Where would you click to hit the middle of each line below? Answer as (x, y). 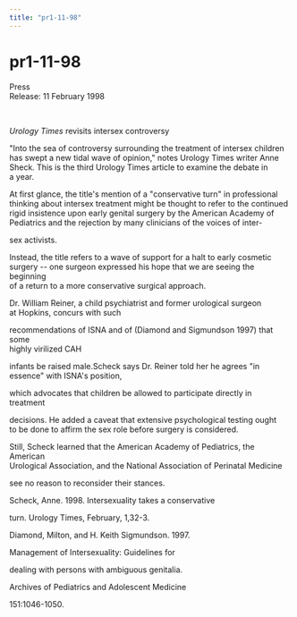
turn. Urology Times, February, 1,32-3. (80, 517)
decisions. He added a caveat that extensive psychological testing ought (143, 419)
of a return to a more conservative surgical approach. (108, 285)
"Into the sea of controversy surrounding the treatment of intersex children (147, 148)
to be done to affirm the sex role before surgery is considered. (124, 429)
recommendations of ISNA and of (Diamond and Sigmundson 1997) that (141, 330)
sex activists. (34, 240)
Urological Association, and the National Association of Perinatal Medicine (146, 465)
